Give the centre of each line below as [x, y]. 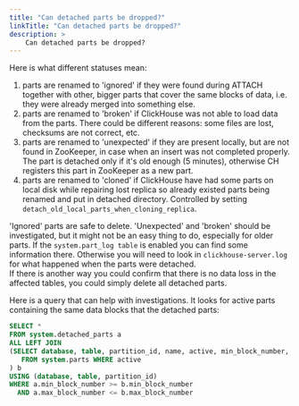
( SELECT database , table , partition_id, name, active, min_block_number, [149, 351]
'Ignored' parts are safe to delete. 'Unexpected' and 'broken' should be [140, 226]
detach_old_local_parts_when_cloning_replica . [109, 209]
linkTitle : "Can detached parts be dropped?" [95, 26]
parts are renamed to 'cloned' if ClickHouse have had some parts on [148, 181]
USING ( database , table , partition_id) [83, 376]
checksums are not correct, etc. [81, 133]
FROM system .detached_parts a [66, 335]
